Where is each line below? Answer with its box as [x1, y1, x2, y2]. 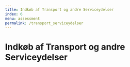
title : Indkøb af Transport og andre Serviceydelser [5, 7, 114, 12]
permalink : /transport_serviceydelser [5, 20, 83, 26]
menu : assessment [5, 16, 40, 21]
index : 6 [5, 12, 23, 17]
